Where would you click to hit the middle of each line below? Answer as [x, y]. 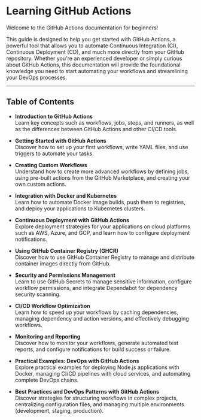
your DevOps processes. [37, 77]
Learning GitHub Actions [69, 11]
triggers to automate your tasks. [54, 153]
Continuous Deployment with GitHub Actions [72, 220]
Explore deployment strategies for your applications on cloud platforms [102, 226]
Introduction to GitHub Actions [54, 116]
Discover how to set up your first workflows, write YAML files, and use [101, 147]
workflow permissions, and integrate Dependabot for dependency [96, 288]
